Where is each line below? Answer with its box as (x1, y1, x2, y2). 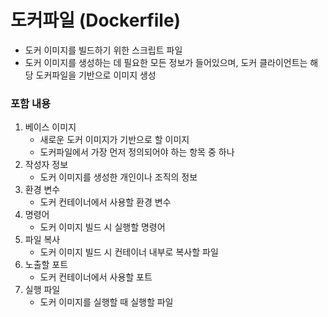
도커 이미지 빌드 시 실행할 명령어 (39, 221, 166, 233)
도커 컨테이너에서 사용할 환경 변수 (39, 196, 172, 208)
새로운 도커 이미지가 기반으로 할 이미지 (39, 134, 190, 146)
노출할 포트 (24, 259, 69, 271)
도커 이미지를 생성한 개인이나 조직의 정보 (39, 171, 198, 183)
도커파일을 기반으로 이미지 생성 (35, 69, 157, 81)
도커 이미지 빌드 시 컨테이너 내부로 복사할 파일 (39, 246, 219, 258)
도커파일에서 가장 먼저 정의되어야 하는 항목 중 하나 (39, 146, 235, 158)
